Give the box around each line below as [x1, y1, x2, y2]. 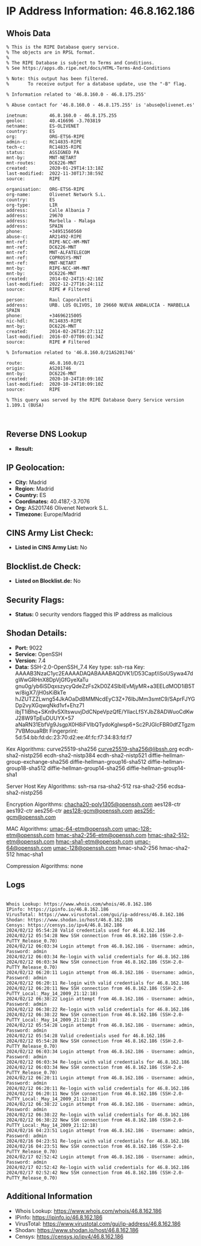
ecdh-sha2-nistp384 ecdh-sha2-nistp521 [44, 751, 147, 759]
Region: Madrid [14, 485, 54, 492]
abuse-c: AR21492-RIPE [6, 234, 82, 240]
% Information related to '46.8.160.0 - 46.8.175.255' [6, 91, 147, 98]
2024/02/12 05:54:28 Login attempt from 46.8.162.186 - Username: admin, [6, 1022, 196, 1028]
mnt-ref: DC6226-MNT [6, 244, 77, 250]
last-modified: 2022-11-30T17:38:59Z [6, 170, 104, 176]
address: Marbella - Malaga [6, 218, 96, 224]
